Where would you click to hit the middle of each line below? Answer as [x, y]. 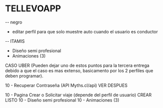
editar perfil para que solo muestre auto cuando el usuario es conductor [85, 31]
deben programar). [24, 76]
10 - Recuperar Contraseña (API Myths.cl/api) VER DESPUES [66, 85]
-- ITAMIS [15, 41]
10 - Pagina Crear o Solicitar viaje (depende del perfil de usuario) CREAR [78, 95]
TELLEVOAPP [33, 9]
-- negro [14, 22]
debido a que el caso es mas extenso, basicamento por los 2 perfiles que [79, 70]
